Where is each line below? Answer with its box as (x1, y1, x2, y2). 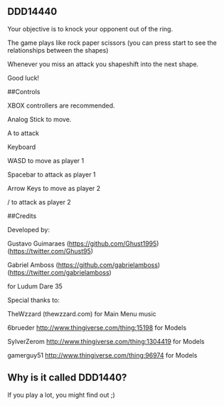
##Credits (7, 212, 37, 220)
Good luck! (7, 73, 40, 82)
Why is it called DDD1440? (7, 372, 127, 384)
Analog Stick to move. (7, 115, 72, 123)
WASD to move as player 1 (7, 156, 85, 165)
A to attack (7, 128, 40, 137)
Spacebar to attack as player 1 (7, 170, 96, 179)
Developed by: (7, 225, 50, 234)
